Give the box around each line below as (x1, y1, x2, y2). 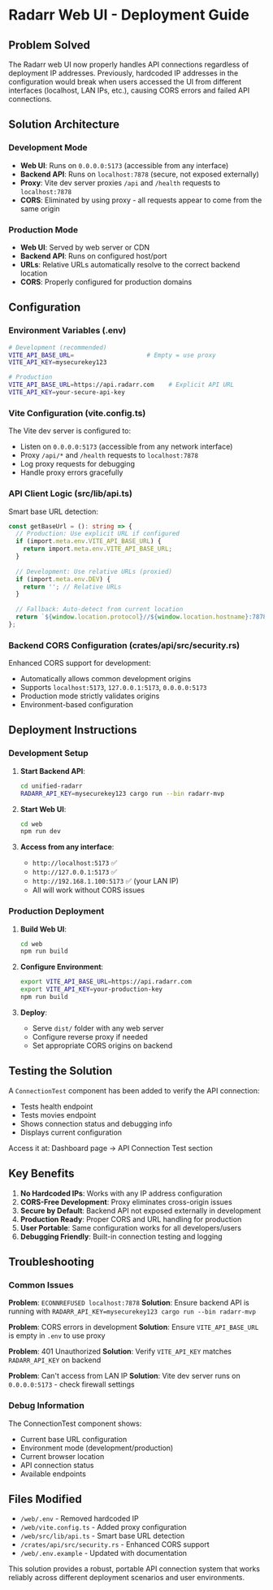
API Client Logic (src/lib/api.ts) (8, 488, 132, 499)
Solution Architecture (8, 118, 120, 132)
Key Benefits (8, 1166, 75, 1180)
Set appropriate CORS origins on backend (32, 1040, 173, 1050)
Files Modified (8, 1492, 83, 1505)
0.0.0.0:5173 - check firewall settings (8, 1379, 136, 1389)
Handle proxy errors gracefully (19, 467, 123, 477)
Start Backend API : (19, 766, 85, 775)
